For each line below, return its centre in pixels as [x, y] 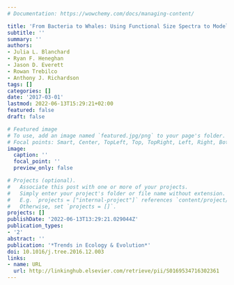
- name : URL [24, 265]
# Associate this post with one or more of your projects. [98, 187]
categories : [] [29, 91]
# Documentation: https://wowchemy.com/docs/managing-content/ [101, 14]
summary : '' [24, 39]
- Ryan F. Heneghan [36, 59]
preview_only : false [43, 168]
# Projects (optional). [42, 181]
